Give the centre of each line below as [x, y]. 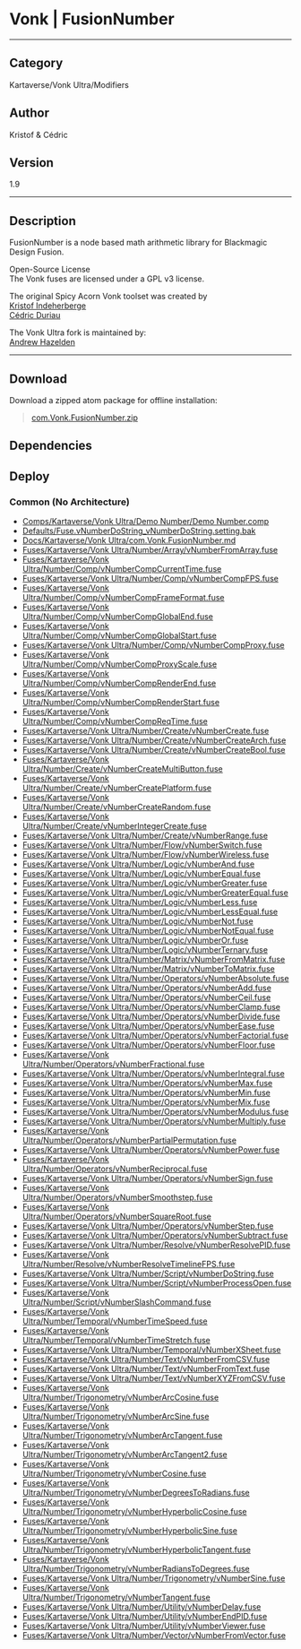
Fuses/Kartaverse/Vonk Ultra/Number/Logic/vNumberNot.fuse [138, 921]
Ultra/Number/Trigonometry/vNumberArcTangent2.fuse [125, 1455]
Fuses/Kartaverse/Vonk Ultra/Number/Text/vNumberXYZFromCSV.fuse [154, 1378]
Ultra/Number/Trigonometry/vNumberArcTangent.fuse [122, 1436]
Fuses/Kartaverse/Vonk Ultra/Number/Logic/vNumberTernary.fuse [145, 950]
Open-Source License [50, 270]
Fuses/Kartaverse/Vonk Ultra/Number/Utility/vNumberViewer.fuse [144, 1626]
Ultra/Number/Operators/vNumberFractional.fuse [113, 1064]
